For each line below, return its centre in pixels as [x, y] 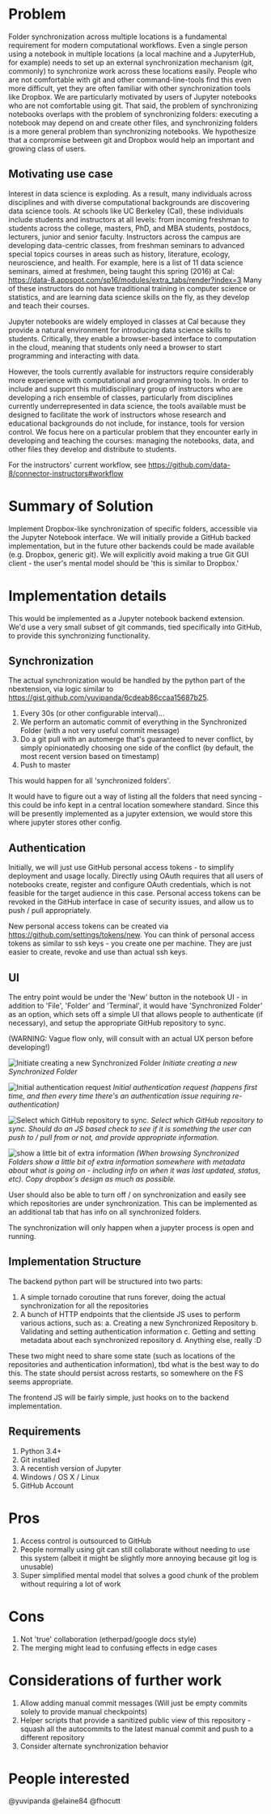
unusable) [37, 1567]
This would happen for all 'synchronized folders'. [90, 781]
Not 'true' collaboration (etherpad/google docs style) [108, 1639]
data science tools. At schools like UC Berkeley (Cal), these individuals [126, 211]
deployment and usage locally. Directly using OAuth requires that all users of [136, 876]
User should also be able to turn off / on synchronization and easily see [127, 1195]
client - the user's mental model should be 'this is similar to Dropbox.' [124, 563]
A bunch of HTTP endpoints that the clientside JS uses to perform [130, 1314]
